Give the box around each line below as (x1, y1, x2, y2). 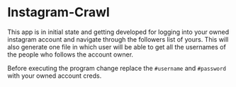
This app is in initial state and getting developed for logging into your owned (7, 28, 229, 36)
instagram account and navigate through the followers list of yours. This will (7, 35, 229, 43)
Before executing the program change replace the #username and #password (7, 64, 227, 72)
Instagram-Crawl (7, 4, 110, 21)
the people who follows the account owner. (7, 50, 133, 59)
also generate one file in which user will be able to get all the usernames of (7, 42, 227, 51)
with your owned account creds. (7, 71, 102, 80)
